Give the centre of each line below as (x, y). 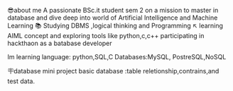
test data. (21, 81)
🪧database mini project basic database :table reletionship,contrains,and (113, 71)
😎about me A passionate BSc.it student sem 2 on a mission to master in (113, 10)
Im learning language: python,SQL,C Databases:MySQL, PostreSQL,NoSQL (117, 57)
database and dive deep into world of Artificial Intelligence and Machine (113, 18)
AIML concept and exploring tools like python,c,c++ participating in (106, 36)
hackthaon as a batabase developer (60, 43)
